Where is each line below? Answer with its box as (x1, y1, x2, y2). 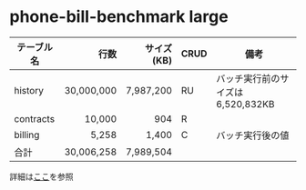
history (14, 84, 44, 96)
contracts (14, 112, 56, 125)
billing (14, 128, 40, 141)
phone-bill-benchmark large (9, 6, 229, 27)
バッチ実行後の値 (216, 129, 290, 142)
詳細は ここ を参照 (9, 171, 74, 182)
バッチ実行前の (216, 72, 280, 85)
